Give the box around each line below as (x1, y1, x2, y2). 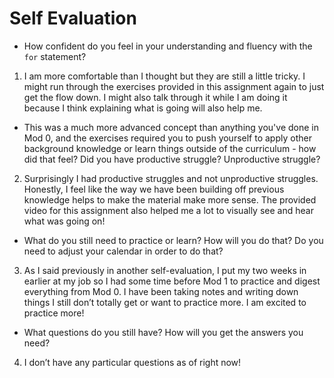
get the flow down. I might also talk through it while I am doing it (23, 91, 288, 103)
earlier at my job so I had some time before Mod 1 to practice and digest (23, 275, 321, 287)
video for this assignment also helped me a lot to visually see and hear (23, 204, 314, 216)
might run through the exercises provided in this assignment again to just (23, 80, 325, 92)
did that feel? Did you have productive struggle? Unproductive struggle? (23, 153, 321, 165)
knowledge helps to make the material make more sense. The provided (23, 193, 317, 206)
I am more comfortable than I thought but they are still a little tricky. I (23, 70, 306, 82)
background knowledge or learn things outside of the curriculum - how (23, 142, 317, 154)
